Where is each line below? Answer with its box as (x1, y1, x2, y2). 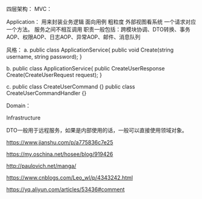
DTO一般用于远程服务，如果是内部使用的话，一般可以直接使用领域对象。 (6, 127, 188, 133)
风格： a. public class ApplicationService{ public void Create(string (6, 46, 174, 53)
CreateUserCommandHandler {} (6, 90, 87, 96)
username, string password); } (6, 53, 82, 60)
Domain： (6, 102, 32, 109)
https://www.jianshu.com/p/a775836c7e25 (6, 139, 113, 146)
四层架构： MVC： (6, 5, 52, 12)
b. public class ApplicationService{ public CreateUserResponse (6, 65, 165, 72)
